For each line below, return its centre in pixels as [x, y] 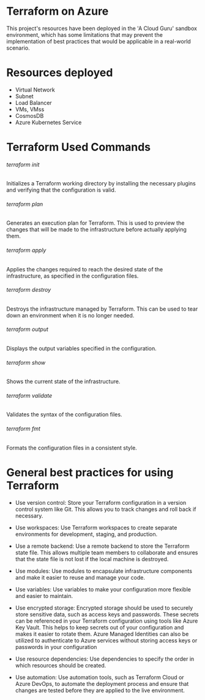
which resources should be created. [61, 665]
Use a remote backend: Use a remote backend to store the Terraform [102, 546]
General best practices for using [90, 472]
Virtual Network [35, 90]
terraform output [28, 329]
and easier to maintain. [44, 596]
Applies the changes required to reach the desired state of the [85, 269]
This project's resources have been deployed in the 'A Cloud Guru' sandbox [102, 28]
